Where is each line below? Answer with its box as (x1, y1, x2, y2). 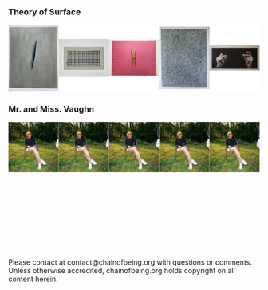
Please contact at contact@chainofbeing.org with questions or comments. (8, 257, 253, 267)
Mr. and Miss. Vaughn (8, 104, 95, 115)
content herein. (8, 274, 58, 284)
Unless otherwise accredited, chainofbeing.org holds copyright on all (8, 265, 235, 275)
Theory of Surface (8, 6, 81, 18)
